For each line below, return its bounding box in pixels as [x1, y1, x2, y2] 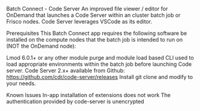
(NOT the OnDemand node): [6, 42, 77, 49]
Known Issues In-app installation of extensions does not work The [6, 92, 171, 98]
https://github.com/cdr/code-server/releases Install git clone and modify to [6, 74, 193, 80]
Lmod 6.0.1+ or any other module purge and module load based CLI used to [6, 54, 195, 61]
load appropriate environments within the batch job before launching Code [6, 60, 192, 68]
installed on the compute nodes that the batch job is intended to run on [6, 36, 183, 43]
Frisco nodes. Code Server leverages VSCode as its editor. [6, 18, 152, 25]
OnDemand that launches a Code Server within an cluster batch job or [6, 11, 181, 19]
